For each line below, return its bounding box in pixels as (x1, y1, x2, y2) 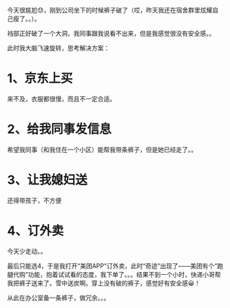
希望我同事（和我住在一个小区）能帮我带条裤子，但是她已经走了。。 (7, 145, 198, 154)
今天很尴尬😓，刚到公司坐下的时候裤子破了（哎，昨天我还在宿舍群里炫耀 (7, 6, 213, 14)
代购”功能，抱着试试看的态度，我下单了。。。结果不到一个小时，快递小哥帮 (12, 270, 222, 278)
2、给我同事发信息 (7, 121, 112, 137)
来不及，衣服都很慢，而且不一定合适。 (7, 94, 116, 103)
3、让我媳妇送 (7, 172, 88, 188)
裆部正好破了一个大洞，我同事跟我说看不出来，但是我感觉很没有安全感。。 (7, 30, 216, 37)
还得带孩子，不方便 (7, 196, 62, 205)
